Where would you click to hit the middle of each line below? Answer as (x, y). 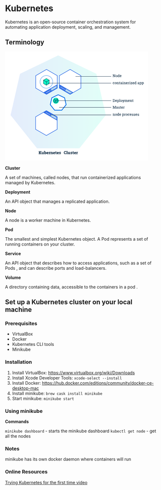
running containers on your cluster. (40, 244)
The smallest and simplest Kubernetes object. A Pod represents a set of (77, 239)
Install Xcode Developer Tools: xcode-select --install (67, 378)
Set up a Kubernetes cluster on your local (69, 302)
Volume (13, 278)
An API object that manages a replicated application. (57, 201)
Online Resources (26, 472)
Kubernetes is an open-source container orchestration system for (71, 22)
